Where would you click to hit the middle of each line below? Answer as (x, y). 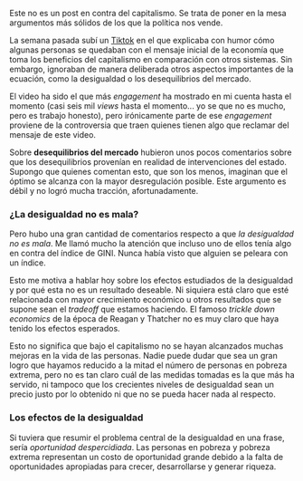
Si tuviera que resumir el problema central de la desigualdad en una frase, (147, 438)
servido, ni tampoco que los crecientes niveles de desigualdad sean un (142, 385)
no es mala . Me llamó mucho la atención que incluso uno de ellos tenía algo (151, 244)
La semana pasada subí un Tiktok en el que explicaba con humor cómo (142, 40)
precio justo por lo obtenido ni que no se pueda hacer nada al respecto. (142, 394)
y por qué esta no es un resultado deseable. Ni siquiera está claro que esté (149, 290)
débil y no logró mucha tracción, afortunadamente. (104, 191)
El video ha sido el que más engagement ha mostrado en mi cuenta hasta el (151, 96)
